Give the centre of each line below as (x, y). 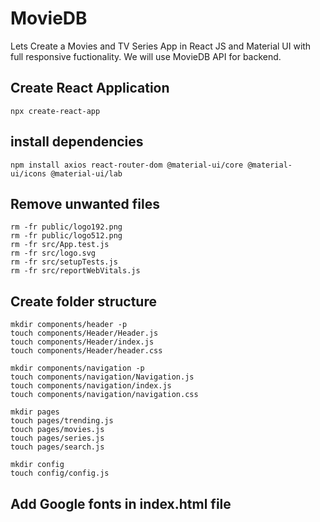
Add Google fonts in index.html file (121, 503)
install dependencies (77, 142)
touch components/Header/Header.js (84, 333)
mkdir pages (35, 412)
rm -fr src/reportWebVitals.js (75, 271)
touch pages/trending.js (62, 421)
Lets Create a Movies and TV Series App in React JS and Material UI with (161, 46)
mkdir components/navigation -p (77, 368)
